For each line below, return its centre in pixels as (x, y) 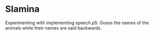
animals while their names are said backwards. (53, 28)
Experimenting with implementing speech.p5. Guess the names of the (77, 23)
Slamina (23, 9)
